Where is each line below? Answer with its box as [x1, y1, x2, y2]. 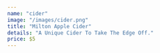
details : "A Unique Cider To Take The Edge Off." [7, 29, 154, 36]
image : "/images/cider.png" [7, 17, 89, 23]
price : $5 [7, 36, 36, 43]
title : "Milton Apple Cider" [7, 23, 92, 30]
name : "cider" [7, 10, 49, 17]
